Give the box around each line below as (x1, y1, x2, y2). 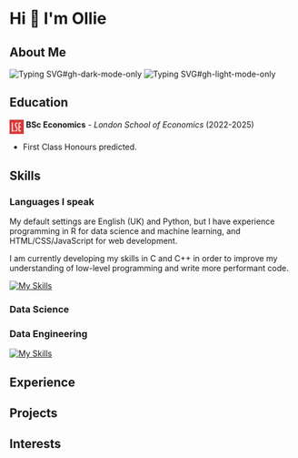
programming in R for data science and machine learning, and (9, 225, 241, 236)
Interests (9, 436, 62, 452)
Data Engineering (9, 327, 88, 340)
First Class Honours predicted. (22, 141, 138, 153)
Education (9, 95, 69, 110)
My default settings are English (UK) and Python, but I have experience (9, 216, 275, 227)
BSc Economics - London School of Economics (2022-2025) (25, 118, 254, 130)
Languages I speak (9, 195, 94, 208)
